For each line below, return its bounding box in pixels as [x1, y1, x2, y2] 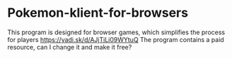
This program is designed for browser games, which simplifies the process [7, 28, 225, 36]
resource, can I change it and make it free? [7, 43, 132, 51]
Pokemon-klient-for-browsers [7, 5, 189, 21]
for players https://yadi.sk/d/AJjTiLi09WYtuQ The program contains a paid [7, 35, 224, 43]
